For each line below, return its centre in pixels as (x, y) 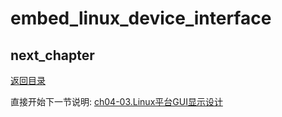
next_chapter (52, 55)
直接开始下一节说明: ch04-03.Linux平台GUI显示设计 (116, 101)
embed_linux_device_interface (141, 18)
